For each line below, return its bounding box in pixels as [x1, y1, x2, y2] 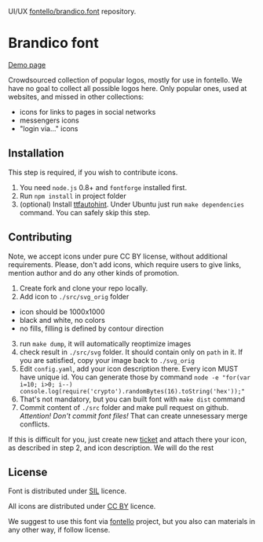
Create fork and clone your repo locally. [19, 283, 148, 293]
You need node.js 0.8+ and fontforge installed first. [19, 182, 187, 192]
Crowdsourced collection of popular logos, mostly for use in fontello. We [8, 75, 243, 85]
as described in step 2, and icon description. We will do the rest [8, 443, 214, 452]
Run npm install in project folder [19, 191, 127, 200]
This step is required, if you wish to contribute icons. [8, 167, 178, 177]
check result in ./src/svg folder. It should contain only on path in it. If [19, 347, 243, 357]
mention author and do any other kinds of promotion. [8, 268, 179, 277]
